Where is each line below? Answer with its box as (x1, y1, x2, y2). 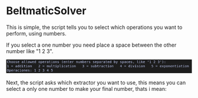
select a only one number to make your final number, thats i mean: (6, 85, 167, 92)
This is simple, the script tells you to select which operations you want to (6, 24, 183, 31)
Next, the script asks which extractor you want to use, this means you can (6, 79, 186, 86)
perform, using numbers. (6, 30, 67, 37)
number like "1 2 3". (6, 47, 54, 54)
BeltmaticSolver (6, 4, 87, 18)
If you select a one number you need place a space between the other (6, 41, 177, 48)
